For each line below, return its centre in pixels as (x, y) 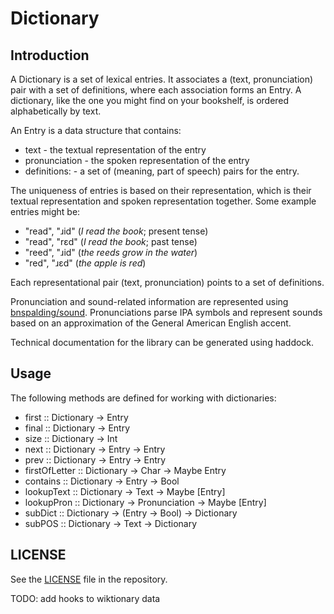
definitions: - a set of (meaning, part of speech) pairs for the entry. (162, 171)
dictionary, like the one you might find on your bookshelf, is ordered (150, 100)
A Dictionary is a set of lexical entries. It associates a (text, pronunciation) (162, 79)
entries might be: (45, 211)
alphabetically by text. (56, 111)
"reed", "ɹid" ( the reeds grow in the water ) (111, 252)
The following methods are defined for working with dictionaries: (143, 398)
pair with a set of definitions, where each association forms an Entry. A (156, 90)
